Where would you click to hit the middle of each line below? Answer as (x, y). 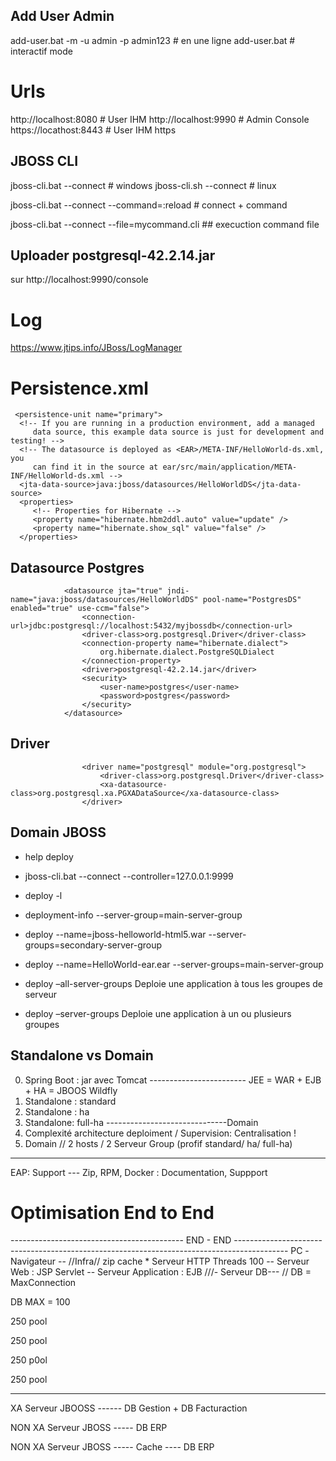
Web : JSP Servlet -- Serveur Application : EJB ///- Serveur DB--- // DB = (161, 1272)
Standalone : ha (57, 1111)
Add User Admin (62, 16)
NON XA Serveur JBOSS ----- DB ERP (89, 1428)
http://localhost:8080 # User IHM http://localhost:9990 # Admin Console (160, 119)
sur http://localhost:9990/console (79, 280)
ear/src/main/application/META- (230, 467)
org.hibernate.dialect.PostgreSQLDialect (187, 652)
